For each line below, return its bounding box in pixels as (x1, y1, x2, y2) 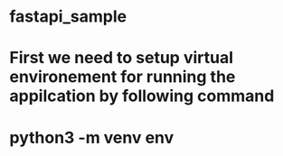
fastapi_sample (9, 6, 127, 27)
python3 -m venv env (9, 127, 175, 148)
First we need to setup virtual (9, 48, 233, 69)
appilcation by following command (9, 86, 275, 106)
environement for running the (9, 67, 236, 87)
